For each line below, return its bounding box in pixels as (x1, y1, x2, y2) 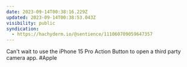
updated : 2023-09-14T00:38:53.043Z (6, 14, 96, 21)
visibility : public (6, 20, 56, 26)
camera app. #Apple (6, 54, 57, 62)
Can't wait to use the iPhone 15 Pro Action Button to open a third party (6, 48, 182, 55)
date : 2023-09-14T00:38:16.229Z (6, 8, 88, 15)
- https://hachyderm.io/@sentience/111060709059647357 (11, 31, 153, 37)
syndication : (6, 25, 39, 32)
